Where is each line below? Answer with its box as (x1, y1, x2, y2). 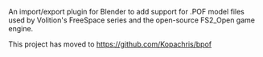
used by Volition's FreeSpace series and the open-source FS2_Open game (8, 15, 256, 25)
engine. (8, 24, 34, 33)
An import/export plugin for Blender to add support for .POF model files (8, 7, 245, 16)
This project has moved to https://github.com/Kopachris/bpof (8, 39, 212, 49)
